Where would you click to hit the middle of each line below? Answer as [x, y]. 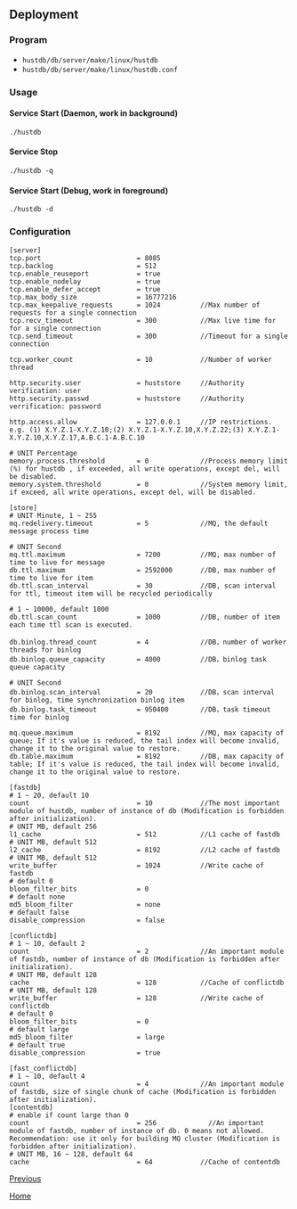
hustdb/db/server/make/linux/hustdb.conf [100, 70]
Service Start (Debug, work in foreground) [89, 190]
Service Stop [34, 152]
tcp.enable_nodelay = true [85, 281]
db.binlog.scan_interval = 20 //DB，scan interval [142, 692]
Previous [25, 1178]
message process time [49, 531]
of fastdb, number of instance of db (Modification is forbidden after [144, 959]
